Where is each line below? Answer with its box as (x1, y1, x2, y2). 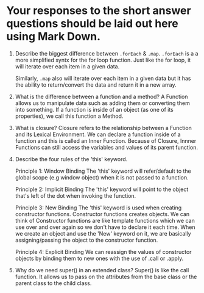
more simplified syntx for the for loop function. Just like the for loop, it (15, 56, 191, 63)
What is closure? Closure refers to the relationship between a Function (15, 124, 192, 131)
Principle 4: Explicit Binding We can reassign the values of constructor (15, 248, 192, 255)
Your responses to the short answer (6, 4, 191, 18)
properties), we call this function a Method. (15, 112, 124, 120)
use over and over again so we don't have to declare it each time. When (15, 223, 195, 231)
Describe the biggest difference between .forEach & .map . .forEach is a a (15, 49, 199, 57)
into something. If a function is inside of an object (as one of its (15, 106, 174, 113)
